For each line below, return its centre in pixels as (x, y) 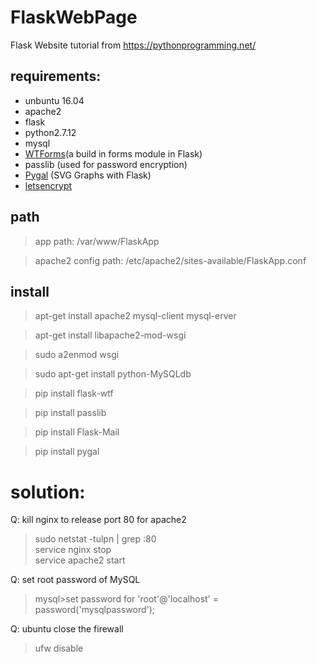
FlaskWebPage (74, 17)
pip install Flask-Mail (77, 432)
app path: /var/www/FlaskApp (97, 241)
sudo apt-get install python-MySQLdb (113, 374)
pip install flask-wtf (74, 393)
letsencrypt (48, 185)
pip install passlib (70, 413)
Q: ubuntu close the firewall (67, 629)
